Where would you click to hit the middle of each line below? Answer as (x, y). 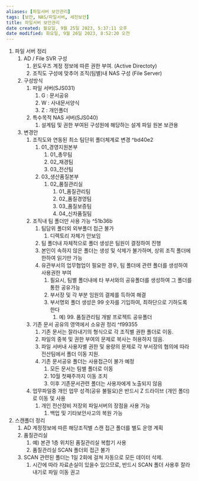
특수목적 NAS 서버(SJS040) (65, 118)
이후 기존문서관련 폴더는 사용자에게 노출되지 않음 (106, 383)
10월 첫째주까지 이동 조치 (79, 376)
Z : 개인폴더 (55, 110)
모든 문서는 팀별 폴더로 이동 (82, 369)
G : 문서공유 (55, 96)
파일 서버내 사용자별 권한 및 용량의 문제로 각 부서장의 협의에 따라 (115, 347)
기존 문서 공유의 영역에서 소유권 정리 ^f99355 (85, 324)
